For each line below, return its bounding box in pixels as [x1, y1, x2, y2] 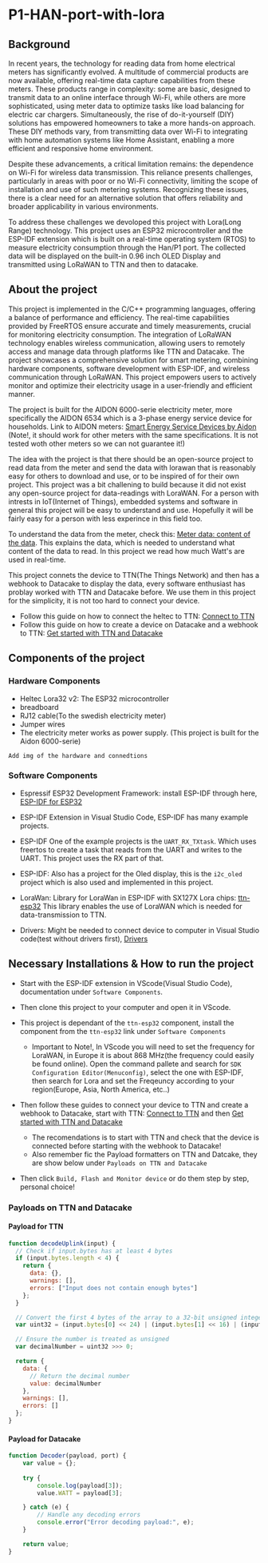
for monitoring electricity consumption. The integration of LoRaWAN [8, 330, 232, 339]
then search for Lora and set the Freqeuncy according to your [31, 1076, 235, 1085]
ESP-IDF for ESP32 [19, 796, 82, 806]
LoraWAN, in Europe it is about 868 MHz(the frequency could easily [31, 1050, 254, 1060]
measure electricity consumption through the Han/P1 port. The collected [8, 242, 246, 252]
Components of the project [8, 651, 145, 665]
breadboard [19, 702, 59, 711]
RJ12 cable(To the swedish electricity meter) [19, 711, 167, 720]
